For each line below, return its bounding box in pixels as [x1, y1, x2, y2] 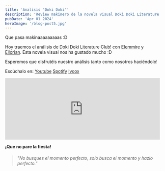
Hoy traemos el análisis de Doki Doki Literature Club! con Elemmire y [5, 44, 144, 50]
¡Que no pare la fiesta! [5, 144, 52, 150]
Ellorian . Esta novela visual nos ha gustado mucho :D [5, 49, 112, 55]
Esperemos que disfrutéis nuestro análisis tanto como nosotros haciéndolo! [5, 59, 158, 65]
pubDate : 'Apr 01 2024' [5, 16, 54, 21]
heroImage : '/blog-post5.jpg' [5, 21, 67, 26]
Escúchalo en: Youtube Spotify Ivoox [5, 68, 80, 74]
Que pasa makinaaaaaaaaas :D [5, 34, 68, 40]
